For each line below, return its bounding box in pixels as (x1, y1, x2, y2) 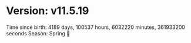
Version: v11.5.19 (6, 4, 89, 18)
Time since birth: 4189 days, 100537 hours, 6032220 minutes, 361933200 (6, 24, 186, 31)
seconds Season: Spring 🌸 (6, 29, 71, 37)
